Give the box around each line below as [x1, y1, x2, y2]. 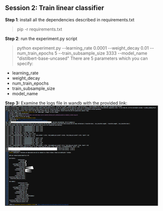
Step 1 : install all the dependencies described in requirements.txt [5, 17, 135, 22]
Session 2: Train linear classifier [5, 4, 104, 12]
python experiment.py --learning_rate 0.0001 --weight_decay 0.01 [16, 45, 149, 51]
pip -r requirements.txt [16, 26, 63, 32]
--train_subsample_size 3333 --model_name [58, 50, 147, 56]
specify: [16, 60, 33, 66]
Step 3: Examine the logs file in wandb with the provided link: [5, 100, 128, 106]
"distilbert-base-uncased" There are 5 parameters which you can [16, 55, 148, 61]
